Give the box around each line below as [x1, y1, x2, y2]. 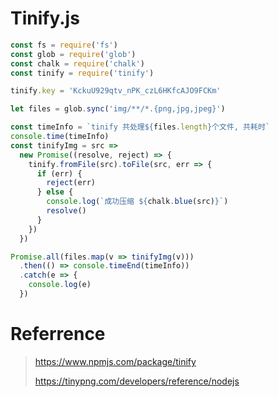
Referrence [10, 323, 106, 346]
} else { [36, 187, 74, 197]
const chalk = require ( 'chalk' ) [10, 58, 145, 69]
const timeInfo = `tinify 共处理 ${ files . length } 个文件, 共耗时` [10, 122, 270, 132]
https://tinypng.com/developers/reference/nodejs [34, 375, 240, 387]
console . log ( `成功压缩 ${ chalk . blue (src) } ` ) [46, 197, 229, 207]
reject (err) [46, 178, 97, 188]
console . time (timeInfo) [10, 132, 110, 142]
